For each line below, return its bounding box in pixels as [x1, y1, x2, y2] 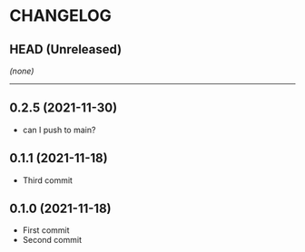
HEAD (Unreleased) [9, 42, 123, 57]
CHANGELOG [9, 5, 112, 26]
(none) [9, 65, 34, 76]
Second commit [22, 235, 83, 246]
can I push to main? [22, 124, 96, 135]
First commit [22, 225, 70, 236]
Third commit [22, 174, 73, 186]
